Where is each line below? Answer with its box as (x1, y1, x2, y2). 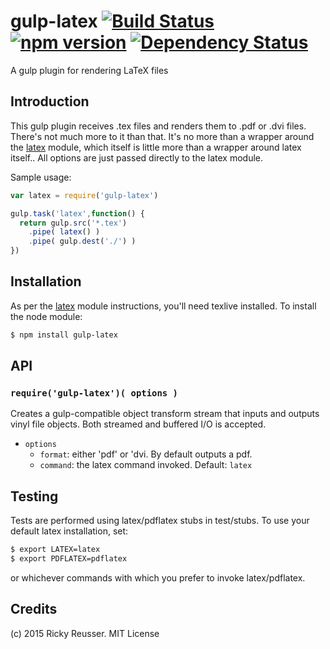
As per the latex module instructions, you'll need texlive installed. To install (10, 300, 317, 312)
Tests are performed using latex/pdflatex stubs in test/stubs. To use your (10, 515, 310, 527)
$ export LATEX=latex (10, 545, 101, 555)
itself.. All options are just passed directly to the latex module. (10, 151, 264, 164)
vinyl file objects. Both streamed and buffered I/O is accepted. (10, 418, 267, 430)
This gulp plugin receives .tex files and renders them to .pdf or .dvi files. (10, 120, 307, 132)
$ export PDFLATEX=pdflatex (10, 554, 128, 564)
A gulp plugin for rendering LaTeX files (10, 64, 169, 76)
